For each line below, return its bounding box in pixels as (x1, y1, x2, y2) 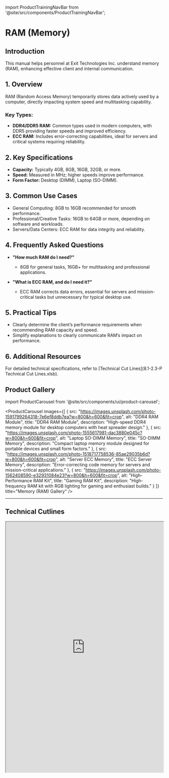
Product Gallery (5, 385, 55, 394)
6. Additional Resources (5, 352, 81, 360)
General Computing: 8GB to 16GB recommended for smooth (12, 205, 136, 211)
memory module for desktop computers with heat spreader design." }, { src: (5, 424, 161, 430)
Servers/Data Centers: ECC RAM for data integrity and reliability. (12, 226, 145, 232)
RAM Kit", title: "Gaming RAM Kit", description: (33, 477, 128, 483)
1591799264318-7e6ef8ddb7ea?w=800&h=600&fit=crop (5, 414, 122, 420)
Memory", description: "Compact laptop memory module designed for (5, 440, 149, 446)
